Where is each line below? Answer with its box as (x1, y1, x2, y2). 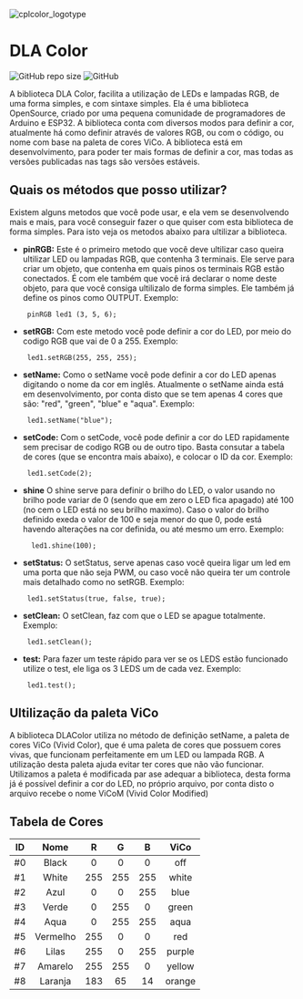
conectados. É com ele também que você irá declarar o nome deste (22, 273, 278, 283)
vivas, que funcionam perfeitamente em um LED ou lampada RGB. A (9, 748, 265, 760)
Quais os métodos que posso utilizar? (9, 182, 227, 198)
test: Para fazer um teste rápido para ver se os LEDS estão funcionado (22, 653, 288, 664)
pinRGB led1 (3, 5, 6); (26, 310, 117, 319)
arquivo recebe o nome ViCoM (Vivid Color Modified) (9, 788, 209, 798)
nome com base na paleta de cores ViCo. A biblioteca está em (9, 137, 243, 148)
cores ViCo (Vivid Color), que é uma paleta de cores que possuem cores (9, 739, 282, 750)
